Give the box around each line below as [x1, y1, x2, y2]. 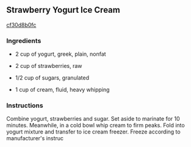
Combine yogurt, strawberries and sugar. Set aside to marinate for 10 [6, 115, 180, 123]
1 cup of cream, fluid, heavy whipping [15, 86, 110, 94]
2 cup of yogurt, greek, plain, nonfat [15, 50, 106, 58]
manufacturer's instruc [6, 135, 64, 142]
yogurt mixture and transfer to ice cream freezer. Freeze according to [6, 128, 181, 135]
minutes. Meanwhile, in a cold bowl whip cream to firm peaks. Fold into [6, 122, 185, 129]
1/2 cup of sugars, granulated [15, 74, 90, 81]
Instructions [6, 101, 44, 110]
